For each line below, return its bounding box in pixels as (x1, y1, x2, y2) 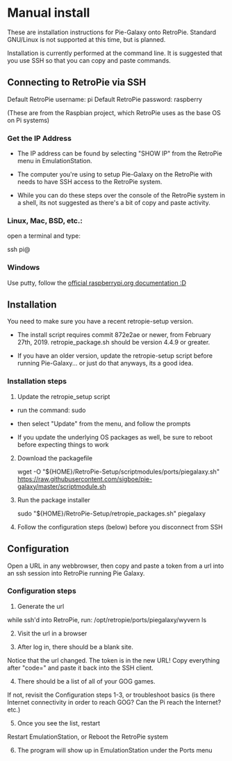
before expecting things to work (17, 440, 109, 449)
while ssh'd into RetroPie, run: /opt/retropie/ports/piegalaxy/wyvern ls (7, 615, 207, 624)
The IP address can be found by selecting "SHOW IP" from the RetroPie (17, 149, 222, 158)
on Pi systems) (7, 116, 50, 124)
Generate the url (17, 602, 65, 610)
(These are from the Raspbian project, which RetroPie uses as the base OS (7, 108, 221, 116)
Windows (7, 263, 40, 273)
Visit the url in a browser (17, 629, 88, 638)
